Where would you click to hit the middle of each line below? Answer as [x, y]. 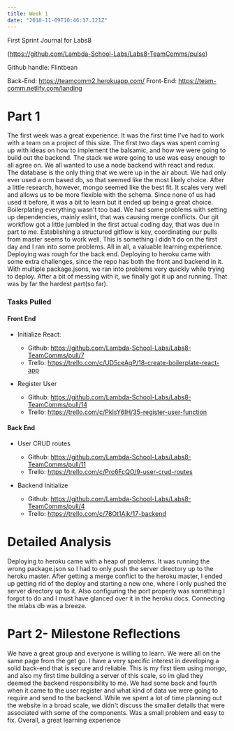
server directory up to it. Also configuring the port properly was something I [116, 591]
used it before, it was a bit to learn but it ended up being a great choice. [110, 202]
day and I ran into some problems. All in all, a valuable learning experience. [115, 247]
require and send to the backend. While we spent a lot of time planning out [115, 697]
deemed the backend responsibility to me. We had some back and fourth [112, 683]
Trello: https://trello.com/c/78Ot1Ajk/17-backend [97, 513]
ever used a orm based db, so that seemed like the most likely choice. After [116, 180]
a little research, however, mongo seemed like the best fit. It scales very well [117, 187]
